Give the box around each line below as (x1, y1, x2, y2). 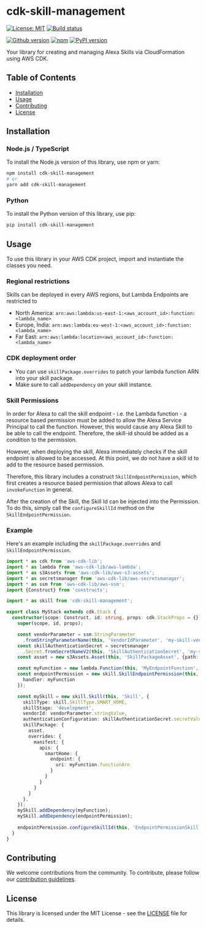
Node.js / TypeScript (6, 145, 69, 153)
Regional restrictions (6, 277, 70, 286)
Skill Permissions (6, 396, 59, 405)
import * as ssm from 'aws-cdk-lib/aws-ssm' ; (6, 581, 124, 587)
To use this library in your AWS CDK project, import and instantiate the (6, 256, 184, 263)
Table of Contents (6, 72, 77, 83)
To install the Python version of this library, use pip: (6, 210, 136, 218)
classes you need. (6, 262, 52, 269)
